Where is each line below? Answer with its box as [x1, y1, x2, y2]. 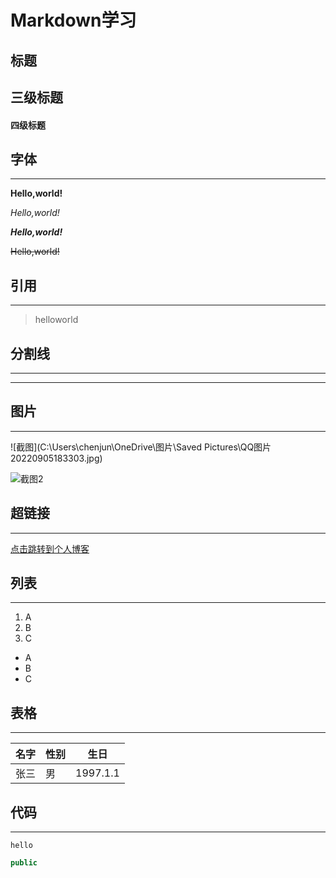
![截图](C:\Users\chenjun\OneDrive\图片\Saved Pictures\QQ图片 [10, 441, 272, 453]
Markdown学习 [10, 9, 137, 32]
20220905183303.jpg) [10, 452, 103, 464]
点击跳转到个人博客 [10, 542, 90, 555]
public [10, 858, 38, 868]
